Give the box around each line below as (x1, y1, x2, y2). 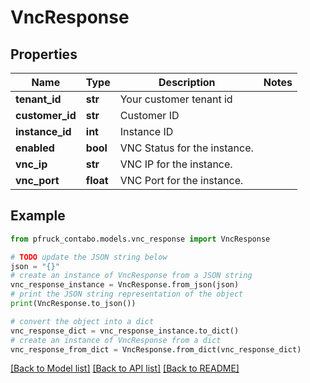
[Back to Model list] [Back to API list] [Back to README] (10, 362, 240, 375)
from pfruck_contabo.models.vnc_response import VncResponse (10, 234, 271, 244)
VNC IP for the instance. (119, 157, 233, 171)
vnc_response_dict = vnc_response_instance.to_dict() (10, 326, 240, 336)
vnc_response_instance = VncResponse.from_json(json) (10, 280, 240, 290)
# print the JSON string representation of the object (10, 289, 244, 300)
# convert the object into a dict (10, 316, 155, 326)
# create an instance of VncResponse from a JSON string (10, 271, 253, 281)
